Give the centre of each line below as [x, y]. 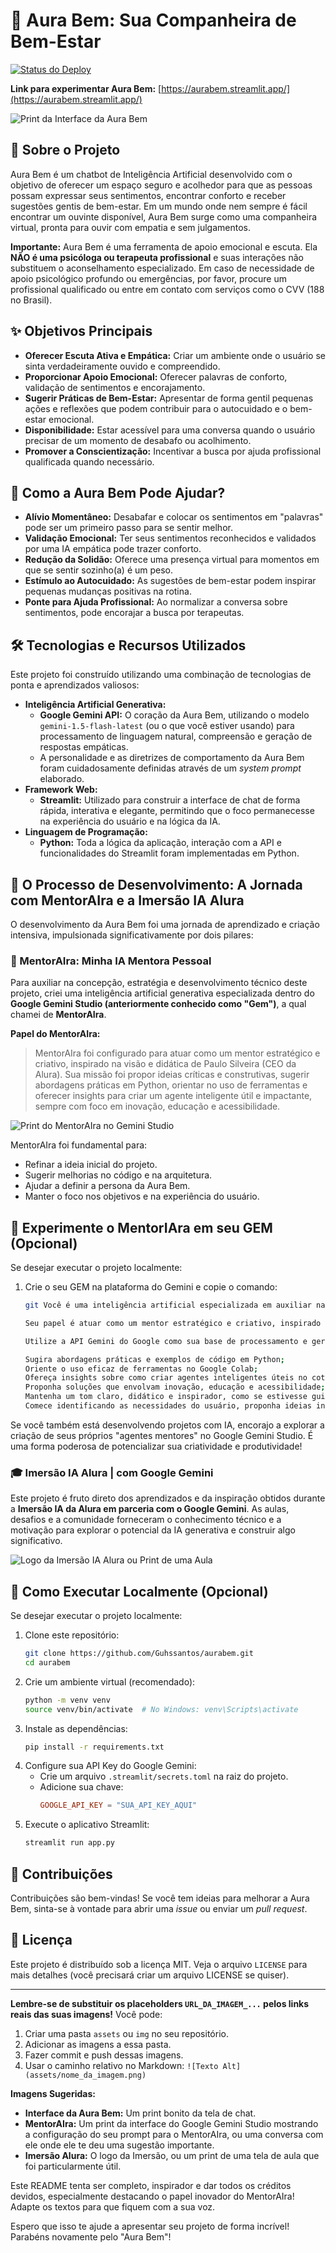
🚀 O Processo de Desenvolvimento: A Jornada [156, 884]
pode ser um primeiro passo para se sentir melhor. [128, 528]
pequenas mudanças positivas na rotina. [108, 591]
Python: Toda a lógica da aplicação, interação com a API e [160, 843]
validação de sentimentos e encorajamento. [115, 387]
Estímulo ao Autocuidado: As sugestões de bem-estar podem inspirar [170, 581]
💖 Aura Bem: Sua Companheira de [153, 20]
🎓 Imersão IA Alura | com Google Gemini [112, 1472]
